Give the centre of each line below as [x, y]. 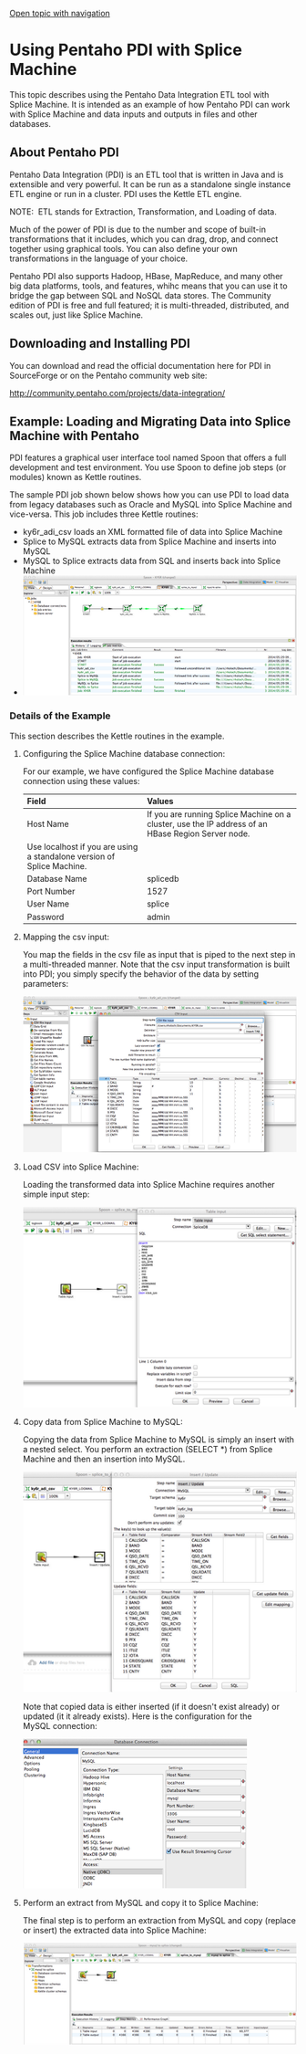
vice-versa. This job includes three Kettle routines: [104, 514]
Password [46, 917]
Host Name [48, 824]
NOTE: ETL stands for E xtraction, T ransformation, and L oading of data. [143, 211]
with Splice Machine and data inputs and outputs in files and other [133, 114]
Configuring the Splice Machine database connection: [124, 753]
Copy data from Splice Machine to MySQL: [103, 1421]
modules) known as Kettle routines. [76, 477]
